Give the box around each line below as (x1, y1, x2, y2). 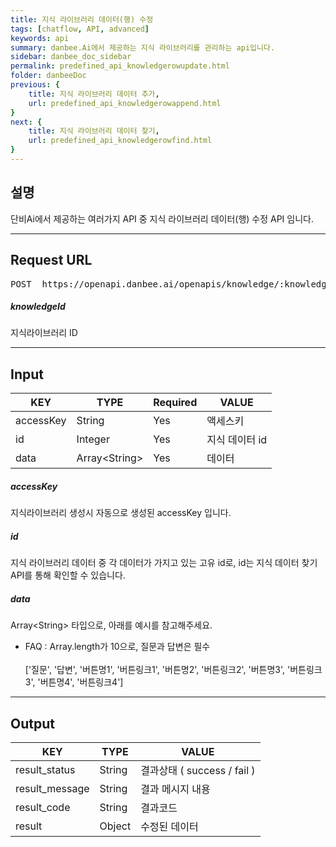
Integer (76, 432, 110, 446)
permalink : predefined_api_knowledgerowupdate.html (10, 61, 230, 71)
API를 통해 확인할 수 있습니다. (10, 569, 126, 581)
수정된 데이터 (140, 820, 199, 833)
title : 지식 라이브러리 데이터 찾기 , (28, 126, 160, 136)
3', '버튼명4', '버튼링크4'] (24, 676, 124, 688)
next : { (10, 117, 43, 127)
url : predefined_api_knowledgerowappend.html (28, 98, 222, 108)
